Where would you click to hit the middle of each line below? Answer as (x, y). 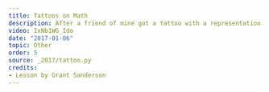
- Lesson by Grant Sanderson (57, 75)
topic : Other (30, 46)
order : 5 (23, 53)
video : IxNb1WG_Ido (41, 30)
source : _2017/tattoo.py (50, 61)
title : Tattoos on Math (48, 16)
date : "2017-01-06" (41, 38)
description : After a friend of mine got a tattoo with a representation (135, 23)
